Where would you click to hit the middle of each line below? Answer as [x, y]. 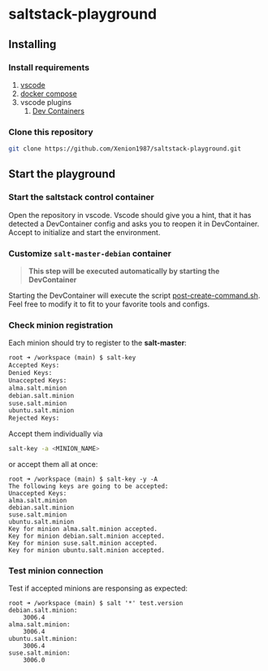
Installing [32, 44]
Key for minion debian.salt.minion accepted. [86, 536]
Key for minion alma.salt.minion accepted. [83, 529]
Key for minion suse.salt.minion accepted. [83, 543]
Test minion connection [56, 571]
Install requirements [49, 68]
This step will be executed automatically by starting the [124, 271]
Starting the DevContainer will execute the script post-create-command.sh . [134, 296]
